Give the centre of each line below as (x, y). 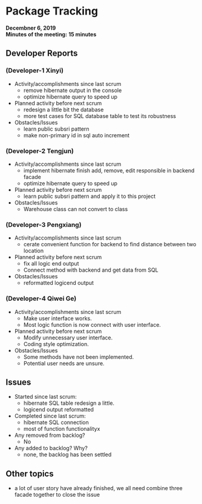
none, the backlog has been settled (67, 454)
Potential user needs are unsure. (64, 363)
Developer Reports (42, 54)
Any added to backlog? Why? (51, 448)
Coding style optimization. (56, 344)
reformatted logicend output (59, 283)
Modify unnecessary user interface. (68, 338)
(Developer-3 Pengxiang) (44, 224)
